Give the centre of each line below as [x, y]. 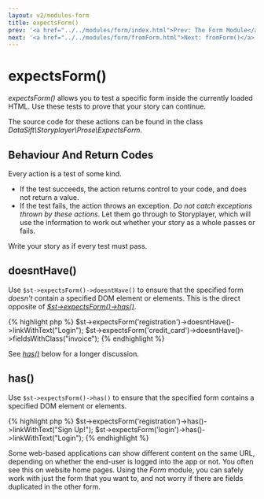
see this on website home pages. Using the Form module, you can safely [126, 470]
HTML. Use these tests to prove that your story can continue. [107, 106]
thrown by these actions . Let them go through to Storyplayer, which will [135, 214]
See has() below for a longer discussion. [74, 353]
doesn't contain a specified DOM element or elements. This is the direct [125, 298]
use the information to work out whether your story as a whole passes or [137, 222]
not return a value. [49, 197]
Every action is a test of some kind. [65, 174]
